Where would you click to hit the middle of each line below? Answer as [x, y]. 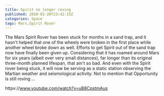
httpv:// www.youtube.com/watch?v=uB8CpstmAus [56, 88]
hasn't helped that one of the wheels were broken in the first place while [78, 43]
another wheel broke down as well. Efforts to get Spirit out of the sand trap [80, 48]
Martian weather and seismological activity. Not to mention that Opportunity [82, 73]
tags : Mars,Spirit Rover [30, 23]
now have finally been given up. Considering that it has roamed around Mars [82, 53]
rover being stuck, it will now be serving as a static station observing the [78, 69]
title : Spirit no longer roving [38, 10]
